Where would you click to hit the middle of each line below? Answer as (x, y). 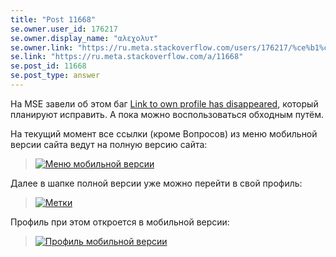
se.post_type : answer (55, 76)
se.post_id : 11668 (48, 66)
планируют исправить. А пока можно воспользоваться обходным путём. (167, 114)
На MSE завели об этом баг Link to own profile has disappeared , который (164, 103)
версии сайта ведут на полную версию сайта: (109, 144)
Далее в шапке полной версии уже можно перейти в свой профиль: (156, 183)
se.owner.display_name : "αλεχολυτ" (84, 38)
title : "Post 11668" (53, 19)
